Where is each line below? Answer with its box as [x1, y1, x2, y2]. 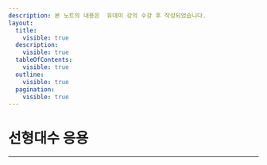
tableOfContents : [15, 56, 73, 64]
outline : [15, 71, 44, 79]
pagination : [15, 85, 56, 94]
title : [15, 26, 37, 34]
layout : [8, 19, 34, 27]
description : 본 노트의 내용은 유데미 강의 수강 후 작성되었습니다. [8, 11, 207, 20]
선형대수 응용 [8, 129, 89, 148]
